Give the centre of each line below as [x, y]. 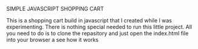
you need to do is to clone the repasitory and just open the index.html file [97, 33]
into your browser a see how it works [52, 40]
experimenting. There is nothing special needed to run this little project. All [99, 27]
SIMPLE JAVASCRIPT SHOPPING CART [55, 9]
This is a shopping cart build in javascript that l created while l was [89, 20]
